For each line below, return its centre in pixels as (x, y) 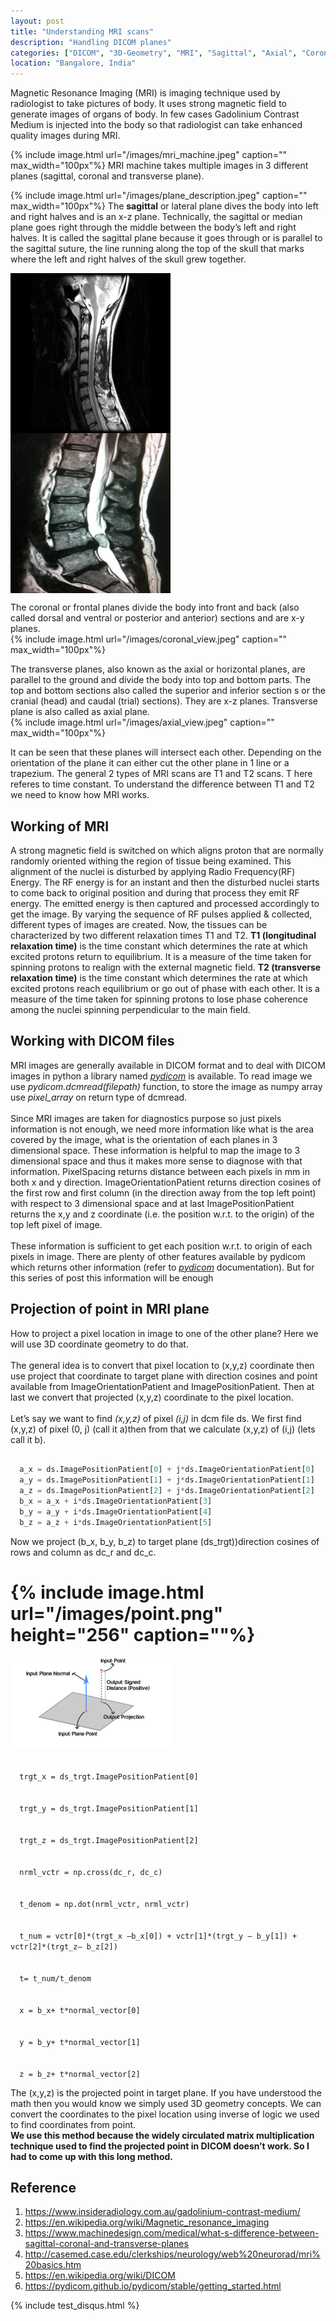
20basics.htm (53, 2265)
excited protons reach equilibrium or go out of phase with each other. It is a (165, 988)
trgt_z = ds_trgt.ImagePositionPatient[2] (109, 1840)
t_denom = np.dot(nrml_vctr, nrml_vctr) (104, 1904)
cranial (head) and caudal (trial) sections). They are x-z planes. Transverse (164, 701)
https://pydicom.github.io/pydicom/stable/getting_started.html (153, 2286)
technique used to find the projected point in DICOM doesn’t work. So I (160, 2146)
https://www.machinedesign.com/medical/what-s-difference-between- (172, 2233)
